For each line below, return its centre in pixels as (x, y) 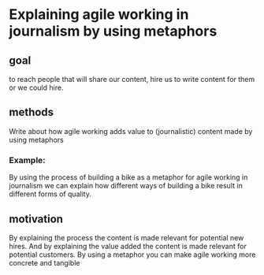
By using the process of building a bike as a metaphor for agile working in (128, 177)
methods (32, 112)
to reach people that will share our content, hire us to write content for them (132, 79)
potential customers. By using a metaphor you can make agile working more (132, 255)
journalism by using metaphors (113, 31)
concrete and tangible (45, 262)
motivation (36, 219)
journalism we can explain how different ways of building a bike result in (126, 186)
